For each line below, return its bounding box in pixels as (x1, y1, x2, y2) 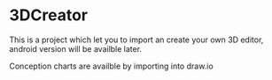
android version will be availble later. (9, 43, 143, 54)
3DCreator (9, 5, 89, 25)
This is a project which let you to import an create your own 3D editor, (9, 34, 264, 45)
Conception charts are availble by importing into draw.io (9, 61, 214, 71)
